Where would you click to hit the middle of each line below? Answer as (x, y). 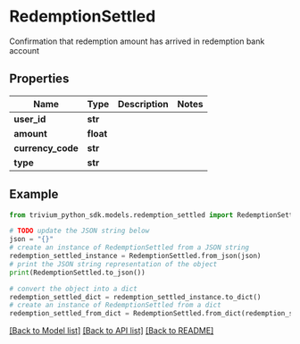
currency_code (46, 147)
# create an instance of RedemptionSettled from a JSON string (129, 248)
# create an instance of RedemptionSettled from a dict (115, 306)
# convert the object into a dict (74, 289)
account (25, 50)
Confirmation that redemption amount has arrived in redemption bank (137, 41)
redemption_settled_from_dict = (69, 314)
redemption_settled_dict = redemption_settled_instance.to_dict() (135, 297)
